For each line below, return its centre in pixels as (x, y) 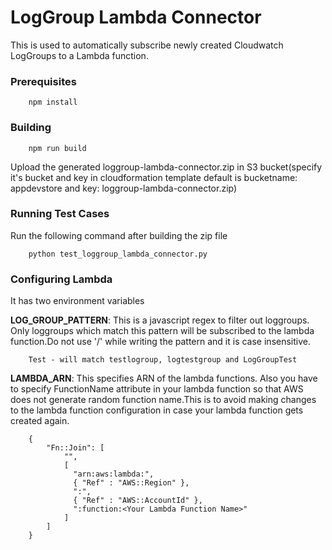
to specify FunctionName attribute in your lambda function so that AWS (157, 389)
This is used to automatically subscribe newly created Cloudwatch (147, 45)
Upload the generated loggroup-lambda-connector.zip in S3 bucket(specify (166, 167)
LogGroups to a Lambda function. (79, 55)
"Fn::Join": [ (75, 448)
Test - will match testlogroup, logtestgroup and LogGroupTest (163, 360)
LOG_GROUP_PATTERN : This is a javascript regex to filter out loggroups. (160, 320)
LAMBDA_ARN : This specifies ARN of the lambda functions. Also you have (164, 378)
